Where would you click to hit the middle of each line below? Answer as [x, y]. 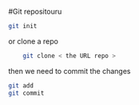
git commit [26, 93]
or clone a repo [33, 41]
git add [21, 86]
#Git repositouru [35, 12]
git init [23, 26]
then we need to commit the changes [69, 71]
